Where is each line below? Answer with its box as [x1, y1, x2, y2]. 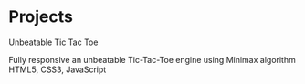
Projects [8, 6, 74, 27]
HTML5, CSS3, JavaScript [8, 64, 107, 75]
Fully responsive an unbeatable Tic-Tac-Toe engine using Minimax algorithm [8, 54, 296, 65]
